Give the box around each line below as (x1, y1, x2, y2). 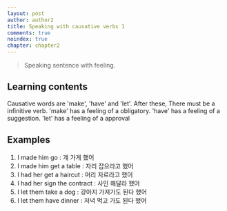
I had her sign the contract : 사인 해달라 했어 (17, 179, 140, 187)
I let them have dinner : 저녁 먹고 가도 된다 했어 (17, 196, 147, 204)
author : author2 (7, 17, 54, 23)
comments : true (7, 29, 51, 37)
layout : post (7, 10, 45, 17)
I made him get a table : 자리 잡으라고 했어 (17, 161, 134, 170)
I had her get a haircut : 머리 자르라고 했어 (17, 170, 133, 179)
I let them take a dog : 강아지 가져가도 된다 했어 (17, 188, 147, 196)
